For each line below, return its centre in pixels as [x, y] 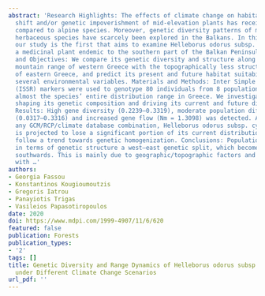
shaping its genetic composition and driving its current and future [132, 103]
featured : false [35, 229]
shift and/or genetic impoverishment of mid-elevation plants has [127, 23]
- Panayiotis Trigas [42, 199]
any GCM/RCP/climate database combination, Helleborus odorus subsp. [132, 126]
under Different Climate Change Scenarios [86, 272]
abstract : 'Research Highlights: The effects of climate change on [121, 15]
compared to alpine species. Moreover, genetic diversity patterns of [134, 30]
